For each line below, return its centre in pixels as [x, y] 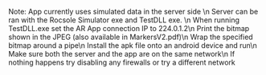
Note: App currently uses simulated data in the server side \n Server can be [133, 12]
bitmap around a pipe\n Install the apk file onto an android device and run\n [133, 45]
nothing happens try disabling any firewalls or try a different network [122, 62]
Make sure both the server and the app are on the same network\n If [122, 54]
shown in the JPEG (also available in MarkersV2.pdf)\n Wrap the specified [131, 37]
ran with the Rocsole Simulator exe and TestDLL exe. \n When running [124, 20]
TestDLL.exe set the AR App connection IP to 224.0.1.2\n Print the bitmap [129, 28]
